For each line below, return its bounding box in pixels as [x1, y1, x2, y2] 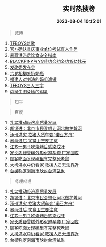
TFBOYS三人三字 [9, 82, 44, 88]
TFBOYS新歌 [9, 40, 35, 46]
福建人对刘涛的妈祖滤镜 [9, 77, 57, 82]
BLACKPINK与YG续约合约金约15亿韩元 [9, 58, 86, 64]
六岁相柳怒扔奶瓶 [9, 70, 44, 76]
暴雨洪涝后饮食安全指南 [9, 52, 57, 58]
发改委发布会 [9, 64, 35, 70]
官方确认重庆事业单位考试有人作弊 [9, 46, 78, 52]
